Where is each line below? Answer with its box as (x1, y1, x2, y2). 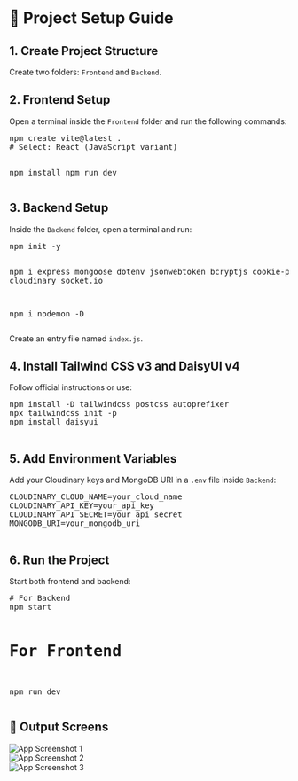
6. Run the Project (9, 552, 110, 567)
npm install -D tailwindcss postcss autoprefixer (9, 399, 230, 410)
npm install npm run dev (9, 168, 117, 177)
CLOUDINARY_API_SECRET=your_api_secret (9, 510, 183, 519)
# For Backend (9, 593, 71, 604)
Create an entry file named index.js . (9, 332, 144, 344)
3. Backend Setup (9, 200, 109, 215)
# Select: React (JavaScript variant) (9, 142, 178, 152)
